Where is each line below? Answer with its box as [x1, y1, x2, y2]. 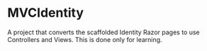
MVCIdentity [7, 5, 84, 21]
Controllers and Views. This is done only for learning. [7, 35, 162, 43]
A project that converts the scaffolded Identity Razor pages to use [7, 28, 200, 36]
